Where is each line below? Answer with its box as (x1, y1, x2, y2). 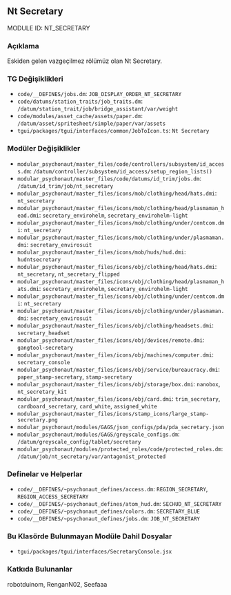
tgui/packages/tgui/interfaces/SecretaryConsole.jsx (17, 549, 172, 556)
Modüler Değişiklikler (7, 144, 81, 153)
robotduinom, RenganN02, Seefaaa (7, 580, 108, 588)
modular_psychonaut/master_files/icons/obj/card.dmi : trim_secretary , (17, 394, 221, 403)
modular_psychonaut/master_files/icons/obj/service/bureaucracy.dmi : (17, 365, 221, 373)
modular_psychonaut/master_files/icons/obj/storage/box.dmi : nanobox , (17, 379, 221, 388)
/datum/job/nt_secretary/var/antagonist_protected (17, 453, 166, 460)
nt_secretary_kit (17, 388, 68, 395)
